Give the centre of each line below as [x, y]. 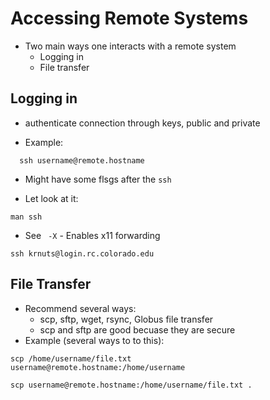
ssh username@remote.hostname [82, 160]
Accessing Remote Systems [129, 18]
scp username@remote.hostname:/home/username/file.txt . [131, 385]
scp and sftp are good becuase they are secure [137, 329]
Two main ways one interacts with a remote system [130, 46]
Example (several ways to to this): [94, 340]
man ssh [26, 217]
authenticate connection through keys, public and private [142, 123]
